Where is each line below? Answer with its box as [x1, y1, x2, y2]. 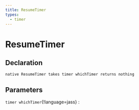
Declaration [5, 59, 43, 67]
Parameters [5, 85, 43, 94]
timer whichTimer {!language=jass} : [5, 99, 80, 105]
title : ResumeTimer [5, 7, 47, 13]
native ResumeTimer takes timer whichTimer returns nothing [5, 72, 135, 77]
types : [5, 12, 19, 17]
